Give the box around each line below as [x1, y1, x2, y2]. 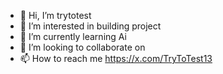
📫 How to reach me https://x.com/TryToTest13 [19, 53, 213, 64]
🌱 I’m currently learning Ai [19, 31, 127, 42]
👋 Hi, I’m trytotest [19, 10, 92, 21]
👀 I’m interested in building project [19, 20, 162, 32]
